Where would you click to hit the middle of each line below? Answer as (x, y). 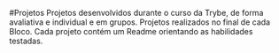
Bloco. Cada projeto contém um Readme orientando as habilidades (131, 31)
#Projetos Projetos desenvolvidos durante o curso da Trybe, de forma (136, 13)
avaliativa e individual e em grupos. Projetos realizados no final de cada (140, 22)
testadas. (26, 41)
